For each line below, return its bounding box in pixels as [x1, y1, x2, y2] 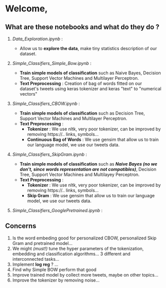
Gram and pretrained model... [12, 240, 73, 246]
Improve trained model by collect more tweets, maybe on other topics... [12, 272, 159, 278]
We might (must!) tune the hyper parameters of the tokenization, [12, 245, 144, 251]
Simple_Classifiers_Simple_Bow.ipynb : [12, 60, 92, 66]
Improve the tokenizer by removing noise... [12, 277, 100, 283]
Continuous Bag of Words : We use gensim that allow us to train [27, 137, 159, 142]
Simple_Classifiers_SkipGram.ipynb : [12, 152, 87, 157]
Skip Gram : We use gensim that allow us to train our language [27, 193, 155, 198]
